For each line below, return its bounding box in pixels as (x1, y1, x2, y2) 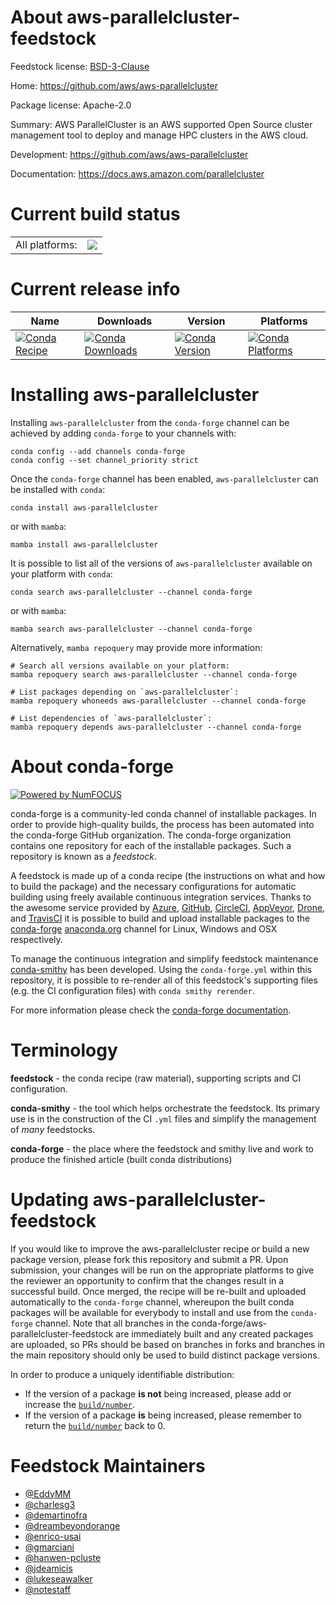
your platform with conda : (10, 567, 113, 580)
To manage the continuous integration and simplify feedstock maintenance (10, 952, 319, 965)
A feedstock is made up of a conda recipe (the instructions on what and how (10, 869, 326, 881)
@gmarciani (24, 1541, 75, 1553)
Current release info (10, 278, 181, 301)
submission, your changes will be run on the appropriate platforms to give (10, 1264, 315, 1276)
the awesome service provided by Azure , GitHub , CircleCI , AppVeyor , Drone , (10, 901, 326, 913)
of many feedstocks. (10, 1123, 96, 1135)
